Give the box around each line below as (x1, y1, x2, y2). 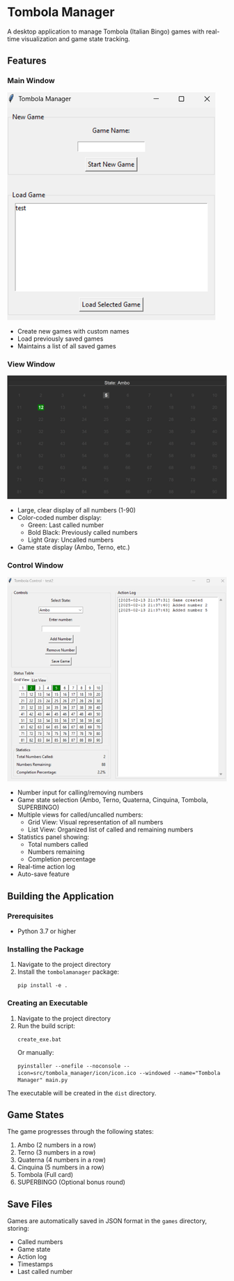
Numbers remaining (27, 847, 85, 856)
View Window (7, 359, 56, 369)
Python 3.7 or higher (17, 927, 77, 935)
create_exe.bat (17, 1036, 62, 1043)
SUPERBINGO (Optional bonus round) (17, 1178, 125, 1187)
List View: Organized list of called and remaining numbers (27, 825, 194, 834)
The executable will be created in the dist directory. (7, 1088, 157, 1097)
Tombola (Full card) (17, 1171, 74, 1179)
